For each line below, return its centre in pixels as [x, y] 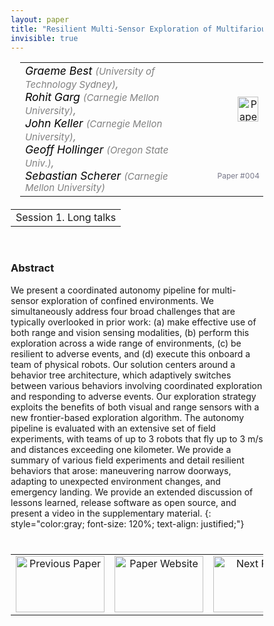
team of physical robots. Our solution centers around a [123, 364]
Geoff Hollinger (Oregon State [97, 149]
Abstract [32, 268]
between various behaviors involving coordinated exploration [136, 385]
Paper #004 [238, 176]
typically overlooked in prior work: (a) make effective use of [133, 322]
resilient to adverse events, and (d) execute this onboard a [130, 353]
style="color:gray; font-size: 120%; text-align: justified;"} [127, 523]
